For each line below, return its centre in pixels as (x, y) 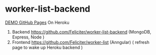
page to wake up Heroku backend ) (47, 47)
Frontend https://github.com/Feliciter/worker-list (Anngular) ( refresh (81, 42)
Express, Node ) (28, 37)
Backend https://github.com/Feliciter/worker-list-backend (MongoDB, (82, 32)
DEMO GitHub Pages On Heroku (37, 22)
